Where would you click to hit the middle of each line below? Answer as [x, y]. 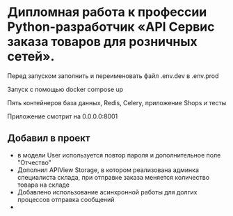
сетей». [31, 57]
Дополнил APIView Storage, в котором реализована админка [108, 170]
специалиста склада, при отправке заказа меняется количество [113, 177]
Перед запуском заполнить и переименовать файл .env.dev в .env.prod [113, 76]
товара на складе [43, 185]
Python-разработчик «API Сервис [111, 27]
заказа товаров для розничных [103, 42]
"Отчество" [34, 162]
